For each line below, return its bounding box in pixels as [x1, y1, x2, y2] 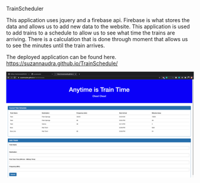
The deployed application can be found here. [6, 54, 117, 60]
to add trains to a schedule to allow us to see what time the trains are [6, 29, 176, 36]
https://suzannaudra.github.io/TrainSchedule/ [6, 60, 118, 67]
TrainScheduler [6, 5, 44, 12]
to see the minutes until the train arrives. [6, 42, 105, 49]
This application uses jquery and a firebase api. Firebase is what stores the [6, 17, 190, 23]
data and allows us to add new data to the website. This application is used [6, 23, 190, 30]
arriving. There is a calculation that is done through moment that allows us [6, 36, 188, 42]
